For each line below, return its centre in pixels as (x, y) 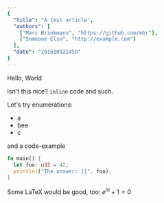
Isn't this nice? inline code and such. (60, 91)
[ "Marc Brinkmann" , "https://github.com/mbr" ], (89, 33)
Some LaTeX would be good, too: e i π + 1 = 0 (69, 191)
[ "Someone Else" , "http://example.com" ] (78, 39)
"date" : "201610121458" (47, 52)
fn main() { (24, 158)
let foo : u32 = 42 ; (41, 165)
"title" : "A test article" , (54, 20)
